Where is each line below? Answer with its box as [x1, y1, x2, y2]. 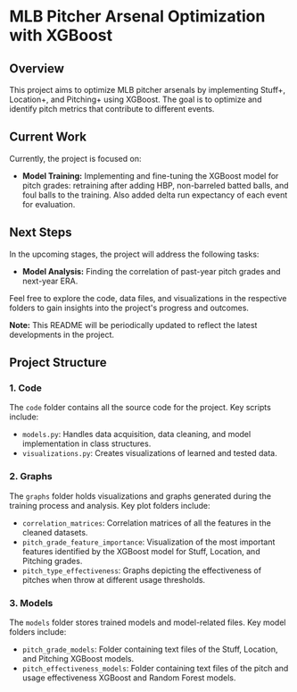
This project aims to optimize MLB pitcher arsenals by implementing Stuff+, [9, 85, 286, 95]
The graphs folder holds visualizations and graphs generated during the [9, 490, 272, 502]
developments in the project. [9, 329, 114, 340]
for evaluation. [21, 198, 76, 209]
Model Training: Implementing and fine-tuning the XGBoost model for [21, 170, 279, 181]
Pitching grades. [21, 555, 83, 566]
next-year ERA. [21, 275, 78, 286]
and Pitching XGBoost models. [21, 653, 135, 663]
